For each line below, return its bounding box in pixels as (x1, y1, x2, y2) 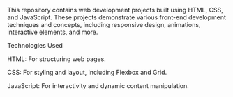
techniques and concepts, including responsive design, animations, (7, 21, 201, 28)
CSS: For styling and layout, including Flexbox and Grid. (7, 69, 167, 76)
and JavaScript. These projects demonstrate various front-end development (7, 13, 227, 21)
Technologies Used (7, 42, 63, 49)
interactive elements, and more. (7, 28, 98, 36)
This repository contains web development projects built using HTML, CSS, (7, 6, 223, 14)
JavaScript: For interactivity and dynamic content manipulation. (7, 82, 190, 89)
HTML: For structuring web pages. (7, 55, 106, 63)
